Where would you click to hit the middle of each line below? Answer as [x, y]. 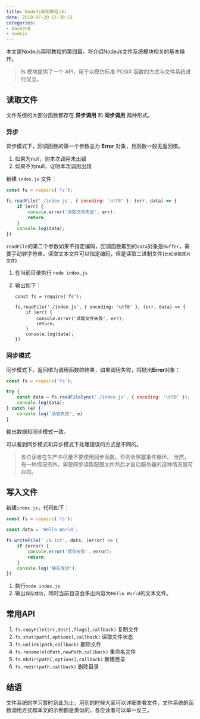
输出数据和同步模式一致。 [37, 431]
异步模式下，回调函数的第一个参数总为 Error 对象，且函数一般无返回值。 [95, 146]
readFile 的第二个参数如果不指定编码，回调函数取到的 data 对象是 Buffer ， [95, 246]
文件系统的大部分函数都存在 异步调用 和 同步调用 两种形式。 [79, 115]
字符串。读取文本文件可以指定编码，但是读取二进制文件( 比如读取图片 [109, 254]
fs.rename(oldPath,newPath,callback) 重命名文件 [75, 652]
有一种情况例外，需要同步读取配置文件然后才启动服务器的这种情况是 [104, 464]
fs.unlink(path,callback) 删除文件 [58, 645]
